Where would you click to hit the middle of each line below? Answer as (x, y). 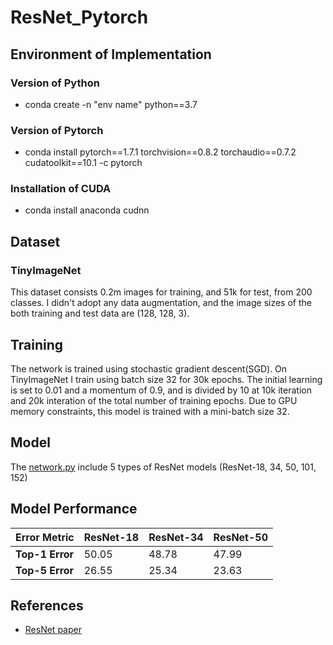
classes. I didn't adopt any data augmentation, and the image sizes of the (161, 303)
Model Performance (74, 509)
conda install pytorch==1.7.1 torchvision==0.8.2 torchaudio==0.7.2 (160, 152)
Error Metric (45, 537)
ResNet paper (53, 630)
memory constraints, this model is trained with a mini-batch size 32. (150, 411)
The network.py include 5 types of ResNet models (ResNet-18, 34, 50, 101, (163, 467)
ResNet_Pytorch (79, 17)
